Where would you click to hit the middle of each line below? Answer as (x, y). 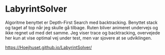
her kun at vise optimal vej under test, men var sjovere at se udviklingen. (79, 38)
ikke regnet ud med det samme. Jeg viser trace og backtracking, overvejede (82, 33)
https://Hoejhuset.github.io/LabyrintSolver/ (49, 47)
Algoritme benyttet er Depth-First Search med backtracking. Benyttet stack (81, 22)
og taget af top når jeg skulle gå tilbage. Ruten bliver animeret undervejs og (82, 27)
